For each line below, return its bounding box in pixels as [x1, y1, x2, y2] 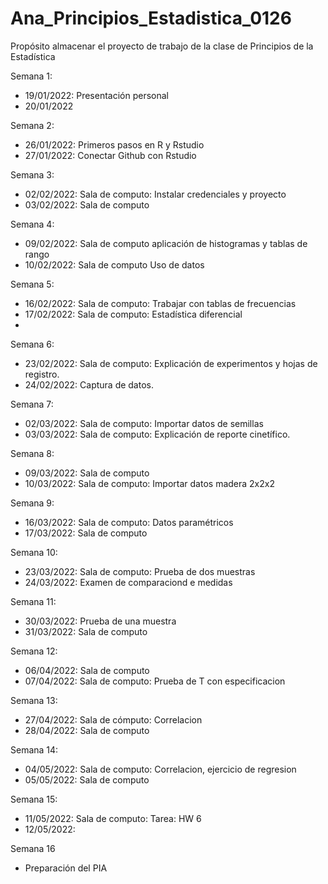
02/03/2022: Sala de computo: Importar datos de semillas [24, 417, 264, 429]
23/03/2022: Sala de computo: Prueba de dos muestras [24, 565, 256, 577]
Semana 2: [10, 119, 55, 131]
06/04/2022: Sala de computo [24, 664, 150, 676]
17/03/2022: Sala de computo [24, 527, 148, 539]
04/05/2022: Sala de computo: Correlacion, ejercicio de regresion [24, 763, 297, 775]
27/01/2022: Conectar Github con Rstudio [24, 149, 197, 161]
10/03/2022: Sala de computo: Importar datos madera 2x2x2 [24, 477, 275, 489]
